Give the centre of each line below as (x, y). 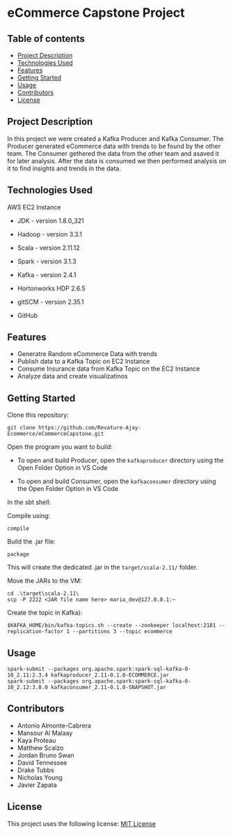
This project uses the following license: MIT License (82, 823)
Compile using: (29, 516)
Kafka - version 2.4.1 (47, 274)
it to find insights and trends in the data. (64, 168)
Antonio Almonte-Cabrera (54, 725)
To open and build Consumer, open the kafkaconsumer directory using (117, 481)
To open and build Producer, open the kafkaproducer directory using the (120, 460)
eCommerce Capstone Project (96, 13)
